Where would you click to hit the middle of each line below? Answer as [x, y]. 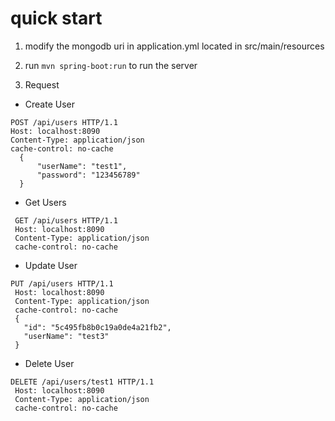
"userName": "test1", [82, 166]
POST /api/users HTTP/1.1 [64, 122]
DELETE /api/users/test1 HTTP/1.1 [82, 382]
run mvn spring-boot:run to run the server [111, 65]
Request [42, 84]
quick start [56, 18]
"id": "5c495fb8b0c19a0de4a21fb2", [97, 327]
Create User [50, 104]
